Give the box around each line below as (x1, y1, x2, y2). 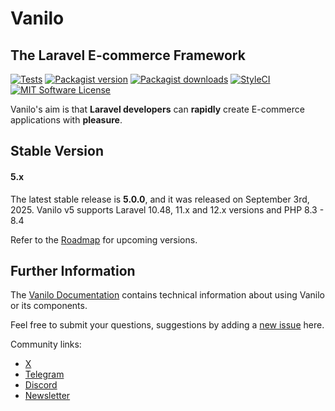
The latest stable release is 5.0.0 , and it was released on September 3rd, (10, 193, 310, 205)
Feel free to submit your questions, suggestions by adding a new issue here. (10, 319, 325, 331)
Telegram (24, 368, 65, 381)
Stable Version (10, 143, 105, 160)
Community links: (10, 338, 82, 351)
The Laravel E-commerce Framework (10, 47, 246, 64)
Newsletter (24, 390, 71, 402)
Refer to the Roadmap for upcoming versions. (10, 233, 198, 246)
